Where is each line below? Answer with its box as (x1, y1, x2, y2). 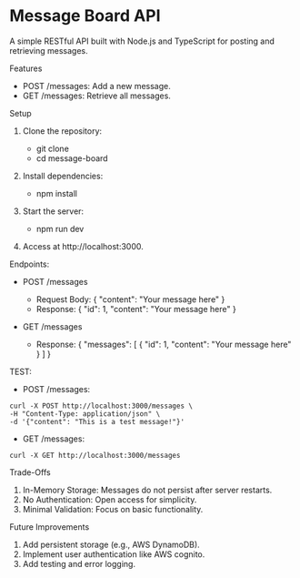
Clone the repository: (22, 125, 103, 137)
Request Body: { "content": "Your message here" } (35, 293, 225, 305)
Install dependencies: (22, 170, 104, 181)
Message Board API (9, 5, 161, 26)
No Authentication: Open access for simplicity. (22, 493, 197, 505)
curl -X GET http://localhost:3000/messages (9, 451, 181, 460)
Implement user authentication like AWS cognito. (22, 548, 205, 560)
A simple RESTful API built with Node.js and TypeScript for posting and (9, 35, 275, 46)
